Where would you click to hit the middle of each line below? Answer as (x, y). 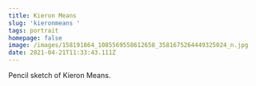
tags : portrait (34, 30)
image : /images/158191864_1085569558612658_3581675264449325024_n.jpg (128, 45)
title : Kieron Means (43, 16)
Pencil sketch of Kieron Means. (60, 75)
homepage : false (35, 38)
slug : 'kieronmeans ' (44, 23)
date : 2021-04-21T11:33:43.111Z (62, 53)
